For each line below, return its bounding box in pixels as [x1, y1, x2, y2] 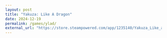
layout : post [5, 7, 32, 12]
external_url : [5, 26, 35, 31]
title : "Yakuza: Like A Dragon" [5, 12, 72, 17]
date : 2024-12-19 [5, 16, 41, 21]
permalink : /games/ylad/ [5, 21, 57, 26]
